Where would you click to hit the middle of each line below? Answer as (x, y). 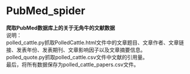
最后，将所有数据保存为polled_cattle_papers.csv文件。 (73, 64)
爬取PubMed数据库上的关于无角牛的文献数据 (60, 28)
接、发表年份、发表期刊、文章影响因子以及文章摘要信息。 (76, 50)
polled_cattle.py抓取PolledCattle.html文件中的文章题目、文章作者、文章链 (95, 42)
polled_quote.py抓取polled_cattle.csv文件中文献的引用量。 (77, 57)
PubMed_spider (46, 11)
